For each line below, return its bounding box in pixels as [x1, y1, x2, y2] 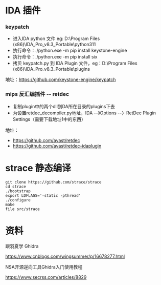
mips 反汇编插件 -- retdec [5, 91, 70, 98]
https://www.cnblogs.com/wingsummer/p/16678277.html [5, 253, 125, 259]
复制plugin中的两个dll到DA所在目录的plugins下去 [12, 103, 115, 109]
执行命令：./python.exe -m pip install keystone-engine [12, 47, 127, 54]
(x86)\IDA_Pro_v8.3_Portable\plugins [12, 66, 90, 72]
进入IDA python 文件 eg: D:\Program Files [12, 35, 100, 42]
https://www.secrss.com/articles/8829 [5, 274, 87, 280]
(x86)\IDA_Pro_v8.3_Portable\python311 [12, 42, 96, 48]
